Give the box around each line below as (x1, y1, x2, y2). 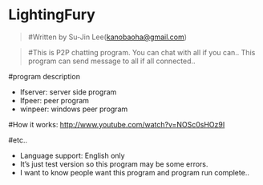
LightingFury (8, 6, 96, 24)
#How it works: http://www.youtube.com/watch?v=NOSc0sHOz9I (8, 119, 225, 129)
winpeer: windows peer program (19, 104, 128, 114)
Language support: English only (19, 151, 126, 160)
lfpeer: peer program (19, 95, 90, 105)
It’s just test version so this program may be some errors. (19, 159, 208, 169)
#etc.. (8, 135, 28, 145)
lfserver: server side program (19, 86, 117, 97)
